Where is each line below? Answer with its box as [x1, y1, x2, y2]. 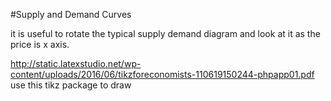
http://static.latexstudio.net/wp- [10, 58, 142, 69]
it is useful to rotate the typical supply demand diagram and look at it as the [10, 28, 321, 39]
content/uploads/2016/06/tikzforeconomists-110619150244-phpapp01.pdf [10, 69, 315, 80]
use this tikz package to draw [10, 79, 132, 91]
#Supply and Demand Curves [10, 9, 132, 20]
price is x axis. [10, 39, 70, 50]
